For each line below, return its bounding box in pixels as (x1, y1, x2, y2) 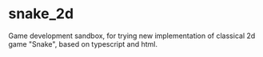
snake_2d (8, 5, 74, 23)
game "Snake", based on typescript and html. (8, 39, 158, 48)
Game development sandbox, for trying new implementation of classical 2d (8, 31, 256, 40)
